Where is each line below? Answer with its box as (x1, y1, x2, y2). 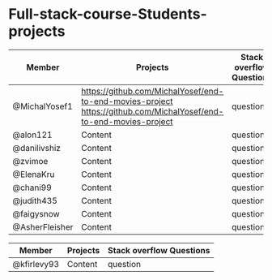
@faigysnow (12, 208, 61, 219)
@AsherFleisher (12, 221, 74, 232)
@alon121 (12, 129, 53, 140)
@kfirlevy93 (12, 258, 59, 269)
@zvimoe (12, 155, 49, 166)
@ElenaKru (12, 168, 55, 179)
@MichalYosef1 (12, 101, 73, 112)
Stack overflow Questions (108, 244, 210, 256)
